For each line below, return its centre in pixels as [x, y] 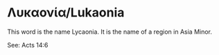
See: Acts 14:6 [28, 45]
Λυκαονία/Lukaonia [66, 13]
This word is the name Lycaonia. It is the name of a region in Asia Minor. [110, 32]
